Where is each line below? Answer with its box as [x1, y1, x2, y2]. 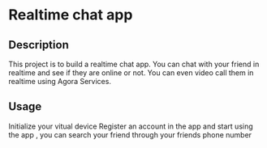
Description [8, 38, 69, 52]
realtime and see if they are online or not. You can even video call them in [8, 68, 254, 78]
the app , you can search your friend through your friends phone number [8, 129, 252, 139]
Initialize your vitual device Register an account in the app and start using [8, 121, 253, 131]
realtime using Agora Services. [8, 77, 112, 86]
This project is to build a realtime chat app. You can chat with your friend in [8, 59, 260, 69]
